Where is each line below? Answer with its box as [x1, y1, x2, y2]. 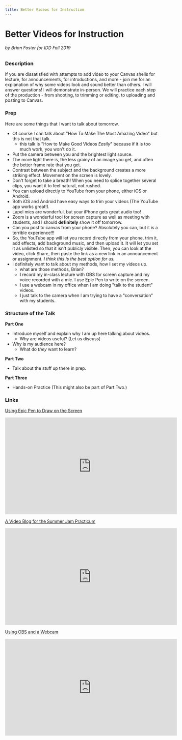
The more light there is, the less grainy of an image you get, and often [12, 156, 154, 162]
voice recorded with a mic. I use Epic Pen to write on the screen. [19, 276, 150, 283]
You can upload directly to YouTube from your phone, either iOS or [12, 188, 147, 194]
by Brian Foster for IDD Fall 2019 [5, 45, 71, 51]
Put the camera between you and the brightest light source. [12, 151, 133, 157]
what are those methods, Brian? [19, 266, 84, 272]
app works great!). [12, 204, 50, 209]
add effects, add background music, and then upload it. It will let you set [12, 240, 158, 246]
